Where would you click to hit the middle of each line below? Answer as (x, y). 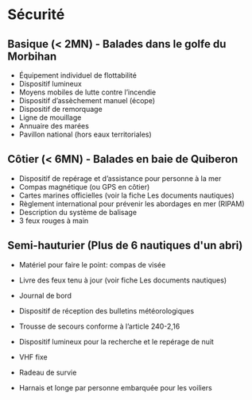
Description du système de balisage (78, 212)
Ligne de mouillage (50, 117)
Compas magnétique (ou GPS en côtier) (84, 187)
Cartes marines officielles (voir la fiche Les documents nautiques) (127, 195)
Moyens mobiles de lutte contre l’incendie (87, 92)
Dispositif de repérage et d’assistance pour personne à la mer (120, 178)
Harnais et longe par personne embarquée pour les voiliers (115, 387)
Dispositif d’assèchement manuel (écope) (87, 100)
